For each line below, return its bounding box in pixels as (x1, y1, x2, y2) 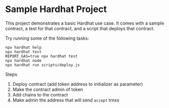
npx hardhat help (5, 45, 42, 50)
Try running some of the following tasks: (5, 35, 89, 41)
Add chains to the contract (12, 91, 68, 97)
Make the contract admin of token (12, 86, 83, 92)
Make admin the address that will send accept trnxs (12, 97, 120, 103)
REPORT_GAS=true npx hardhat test (5, 54, 78, 59)
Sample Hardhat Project (5, 4, 107, 15)
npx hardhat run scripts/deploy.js (5, 62, 80, 67)
